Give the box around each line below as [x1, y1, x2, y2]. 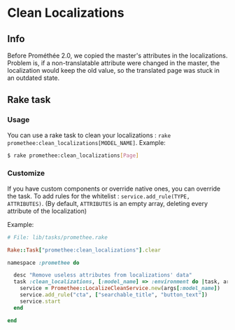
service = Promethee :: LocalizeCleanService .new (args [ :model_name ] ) [20, 285, 220, 292]
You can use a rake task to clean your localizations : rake [7, 131, 171, 139]
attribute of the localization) [7, 207, 87, 215]
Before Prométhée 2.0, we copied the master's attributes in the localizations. [7, 51, 228, 60]
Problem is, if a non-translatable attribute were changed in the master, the [7, 59, 220, 67]
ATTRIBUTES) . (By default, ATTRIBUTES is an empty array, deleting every [7, 199, 208, 207]
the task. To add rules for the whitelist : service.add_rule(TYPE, [7, 191, 190, 200]
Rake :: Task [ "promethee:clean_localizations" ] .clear [7, 247, 161, 254]
